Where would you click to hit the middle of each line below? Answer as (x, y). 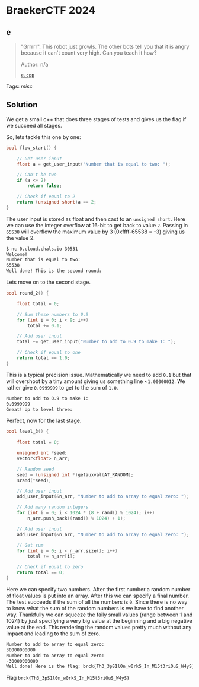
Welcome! (17, 254)
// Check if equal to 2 (46, 197)
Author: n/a (34, 64)
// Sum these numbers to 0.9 (53, 314)
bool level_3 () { (28, 432)
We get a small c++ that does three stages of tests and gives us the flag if (96, 119)
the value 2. (20, 238)
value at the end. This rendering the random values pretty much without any (99, 627)
